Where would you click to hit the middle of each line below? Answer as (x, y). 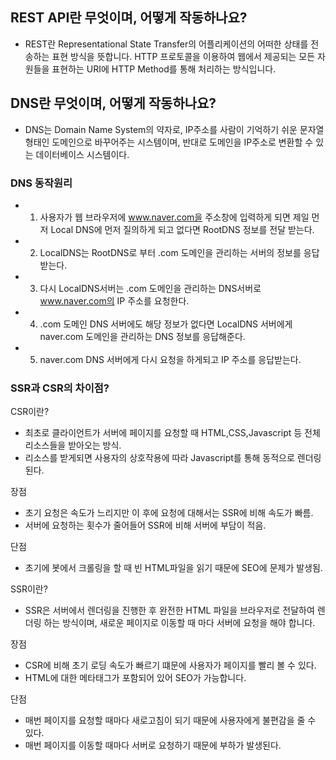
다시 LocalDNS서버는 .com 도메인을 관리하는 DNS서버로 (150, 288)
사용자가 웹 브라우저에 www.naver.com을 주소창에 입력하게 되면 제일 (174, 217)
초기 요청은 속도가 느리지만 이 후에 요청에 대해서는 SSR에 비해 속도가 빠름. (169, 513)
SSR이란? (29, 589)
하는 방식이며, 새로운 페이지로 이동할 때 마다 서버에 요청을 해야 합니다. (179, 623)
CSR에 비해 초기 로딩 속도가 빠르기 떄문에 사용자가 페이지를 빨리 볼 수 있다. (170, 665)
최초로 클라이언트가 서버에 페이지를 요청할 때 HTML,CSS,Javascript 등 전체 (172, 433)
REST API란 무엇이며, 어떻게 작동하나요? (129, 18)
